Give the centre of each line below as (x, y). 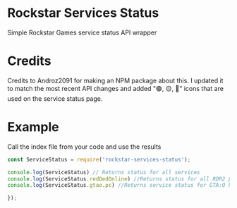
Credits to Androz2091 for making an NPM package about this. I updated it (115, 80)
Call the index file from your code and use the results (84, 147)
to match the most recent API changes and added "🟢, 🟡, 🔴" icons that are (116, 88)
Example (33, 127)
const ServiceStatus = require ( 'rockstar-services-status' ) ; (99, 159)
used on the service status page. (55, 98)
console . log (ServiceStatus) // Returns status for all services (104, 172)
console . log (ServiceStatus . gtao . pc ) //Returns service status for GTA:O (116, 185)
